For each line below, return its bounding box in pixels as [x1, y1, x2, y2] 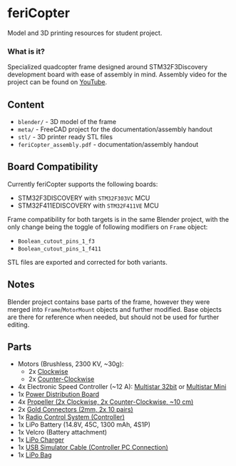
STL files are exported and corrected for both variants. [7, 258, 168, 266]
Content [7, 98, 45, 111]
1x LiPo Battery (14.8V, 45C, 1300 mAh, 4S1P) [17, 420, 151, 429]
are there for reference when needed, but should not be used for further [7, 313, 220, 321]
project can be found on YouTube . [7, 78, 108, 86]
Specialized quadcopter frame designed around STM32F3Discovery [7, 63, 208, 71]
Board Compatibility [7, 161, 98, 173]
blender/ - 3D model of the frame [17, 118, 117, 126]
